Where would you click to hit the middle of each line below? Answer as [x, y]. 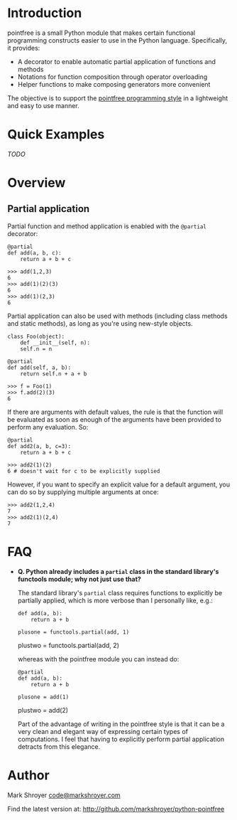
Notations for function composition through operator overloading [112, 77]
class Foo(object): [36, 336]
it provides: [24, 48]
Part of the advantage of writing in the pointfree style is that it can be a [121, 724]
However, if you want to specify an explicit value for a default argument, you [119, 484]
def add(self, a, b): [39, 368]
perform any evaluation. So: [48, 427]
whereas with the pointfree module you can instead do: [98, 659]
